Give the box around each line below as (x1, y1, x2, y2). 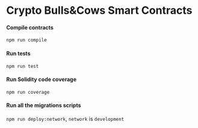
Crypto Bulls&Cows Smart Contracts (6, 4, 193, 17)
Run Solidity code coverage (6, 76, 77, 83)
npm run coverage (6, 89, 50, 95)
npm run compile (6, 37, 47, 43)
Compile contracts (6, 23, 54, 31)
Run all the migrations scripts (6, 102, 81, 109)
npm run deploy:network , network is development (6, 115, 125, 122)
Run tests (6, 49, 31, 57)
